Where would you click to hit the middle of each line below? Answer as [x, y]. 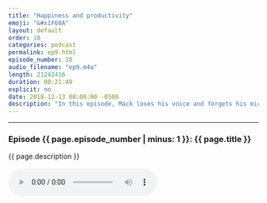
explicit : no [30, 89]
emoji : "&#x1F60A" [39, 23]
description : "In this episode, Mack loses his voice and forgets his [128, 104]
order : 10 [25, 38]
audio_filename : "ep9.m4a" [53, 67]
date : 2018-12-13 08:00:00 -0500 [64, 97]
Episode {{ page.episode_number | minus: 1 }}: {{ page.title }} [130, 140]
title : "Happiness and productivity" [71, 15]
